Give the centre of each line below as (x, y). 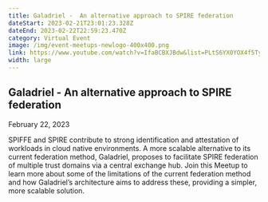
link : (17, 53)
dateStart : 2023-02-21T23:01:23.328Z (71, 23)
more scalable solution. (47, 190)
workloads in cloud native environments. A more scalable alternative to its (130, 148)
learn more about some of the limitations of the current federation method (130, 173)
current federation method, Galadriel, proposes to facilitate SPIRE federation (133, 156)
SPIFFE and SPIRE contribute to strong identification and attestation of (124, 140)
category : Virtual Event (49, 38)
